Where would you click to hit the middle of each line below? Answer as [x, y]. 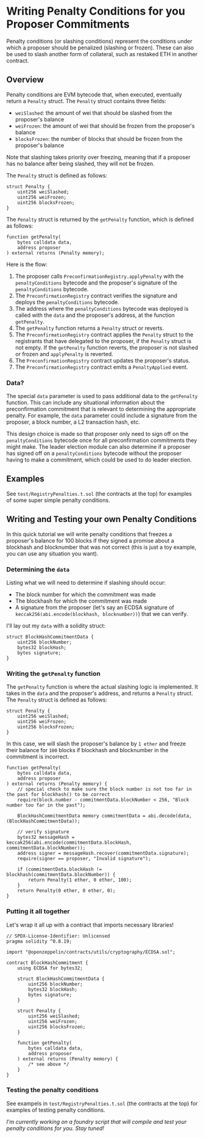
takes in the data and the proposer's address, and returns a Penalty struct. [100, 694]
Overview [25, 80]
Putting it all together [38, 911]
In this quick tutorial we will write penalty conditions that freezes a [89, 534]
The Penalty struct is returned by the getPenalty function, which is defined [100, 219]
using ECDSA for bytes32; [50, 968]
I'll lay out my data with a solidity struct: [56, 625]
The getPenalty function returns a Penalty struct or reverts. [90, 328]
